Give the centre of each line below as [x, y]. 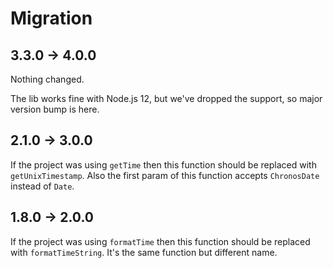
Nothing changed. [47, 79]
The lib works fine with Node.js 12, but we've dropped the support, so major [166, 98]
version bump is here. [55, 109]
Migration [51, 18]
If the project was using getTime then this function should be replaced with [163, 164]
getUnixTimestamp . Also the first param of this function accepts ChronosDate [165, 175]
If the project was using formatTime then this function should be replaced [160, 241]
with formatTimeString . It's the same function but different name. [144, 252]
